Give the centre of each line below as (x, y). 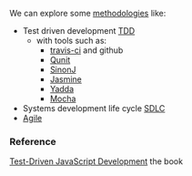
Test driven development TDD (79, 31)
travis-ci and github (86, 50)
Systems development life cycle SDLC (94, 108)
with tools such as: (71, 41)
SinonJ (63, 69)
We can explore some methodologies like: (88, 13)
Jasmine (66, 79)
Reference (33, 141)
